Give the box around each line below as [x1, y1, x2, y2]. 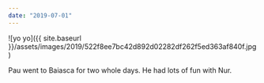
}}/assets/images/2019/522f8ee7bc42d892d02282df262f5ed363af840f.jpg [8, 41, 257, 51]
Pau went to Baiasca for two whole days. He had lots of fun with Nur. [8, 65, 232, 75]
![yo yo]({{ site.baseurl [8, 33, 81, 43]
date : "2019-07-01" [8, 11, 73, 20]
